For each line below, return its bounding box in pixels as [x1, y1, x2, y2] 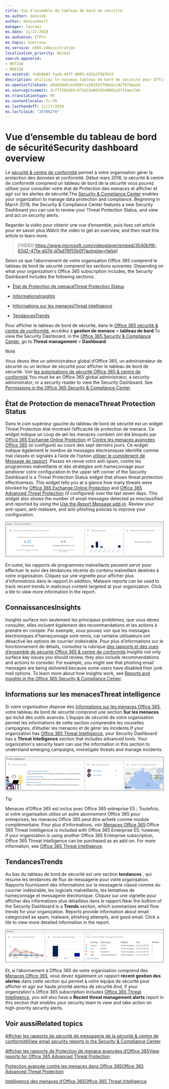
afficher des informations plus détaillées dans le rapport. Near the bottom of [5, 898, 162, 904]
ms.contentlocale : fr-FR [5, 98, 57, 103]
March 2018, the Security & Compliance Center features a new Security [5, 201, 153, 208]
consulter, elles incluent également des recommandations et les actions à [5, 622, 157, 628]
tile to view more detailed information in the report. [5, 919, 111, 925]
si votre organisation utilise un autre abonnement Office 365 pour [5, 811, 141, 817]
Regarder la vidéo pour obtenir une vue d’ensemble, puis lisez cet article [5, 222, 155, 228]
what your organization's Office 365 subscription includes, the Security [5, 268, 153, 275]
